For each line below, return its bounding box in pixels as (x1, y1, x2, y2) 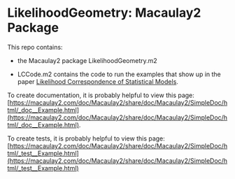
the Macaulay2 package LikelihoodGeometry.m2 (17, 56, 157, 64)
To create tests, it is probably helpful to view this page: (7, 134, 166, 143)
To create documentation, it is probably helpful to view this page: (7, 91, 194, 99)
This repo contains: (7, 43, 63, 51)
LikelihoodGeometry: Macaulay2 (7, 5, 201, 21)
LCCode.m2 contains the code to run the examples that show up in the (17, 70, 222, 78)
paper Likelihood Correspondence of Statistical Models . (17, 77, 178, 85)
